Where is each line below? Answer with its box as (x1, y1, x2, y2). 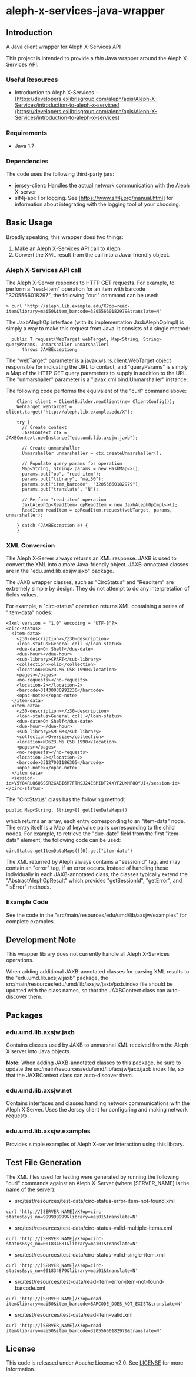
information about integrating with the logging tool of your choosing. (14, 201, 181, 208)
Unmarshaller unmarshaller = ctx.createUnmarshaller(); (21, 450, 162, 456)
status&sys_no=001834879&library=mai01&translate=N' (6, 1267, 138, 1274)
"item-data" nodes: (6, 609, 53, 616)
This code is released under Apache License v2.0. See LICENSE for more (6, 1359, 184, 1366)
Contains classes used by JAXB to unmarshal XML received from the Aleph (6, 1041, 188, 1048)
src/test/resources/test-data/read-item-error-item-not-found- (14, 1278, 165, 1285)
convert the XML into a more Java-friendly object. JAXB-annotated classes (6, 561, 188, 568)
